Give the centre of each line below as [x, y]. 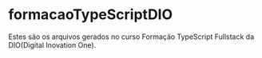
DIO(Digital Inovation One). [52, 44]
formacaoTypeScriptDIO [91, 15]
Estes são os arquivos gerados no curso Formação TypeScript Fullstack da [131, 37]
